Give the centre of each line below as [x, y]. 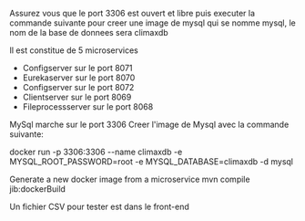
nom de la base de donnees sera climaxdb [89, 32]
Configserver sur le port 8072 [78, 87]
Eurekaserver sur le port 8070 [79, 78]
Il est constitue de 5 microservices [74, 50]
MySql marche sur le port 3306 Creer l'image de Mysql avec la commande [149, 124]
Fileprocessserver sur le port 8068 [88, 107]
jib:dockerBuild [38, 189]
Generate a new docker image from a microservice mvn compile [130, 179]
